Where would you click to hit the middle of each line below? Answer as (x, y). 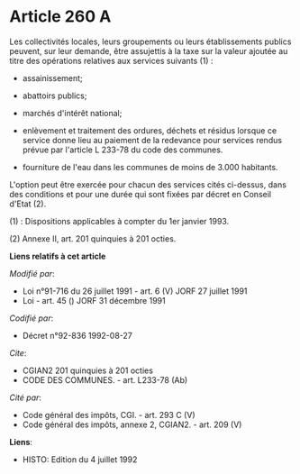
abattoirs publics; (55, 96)
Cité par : (26, 397)
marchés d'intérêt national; (72, 113)
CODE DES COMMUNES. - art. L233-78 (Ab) (105, 379)
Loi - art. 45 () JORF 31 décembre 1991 (94, 300)
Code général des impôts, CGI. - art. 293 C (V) (109, 415)
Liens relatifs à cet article (58, 256)
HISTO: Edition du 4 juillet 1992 (80, 459)
